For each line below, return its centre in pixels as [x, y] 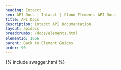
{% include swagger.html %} [35, 62]
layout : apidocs [22, 29]
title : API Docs [22, 19]
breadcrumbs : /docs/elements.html [42, 33]
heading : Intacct [23, 10]
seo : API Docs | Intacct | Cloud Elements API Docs [60, 15]
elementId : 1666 [22, 39]
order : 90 [16, 48]
